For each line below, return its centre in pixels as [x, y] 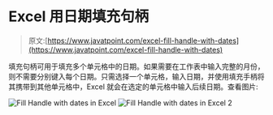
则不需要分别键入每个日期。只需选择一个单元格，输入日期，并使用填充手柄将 [136, 76]
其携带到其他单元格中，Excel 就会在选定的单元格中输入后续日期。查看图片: [133, 87]
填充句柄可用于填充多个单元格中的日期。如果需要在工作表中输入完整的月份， [136, 66]
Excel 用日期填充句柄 [79, 17]
